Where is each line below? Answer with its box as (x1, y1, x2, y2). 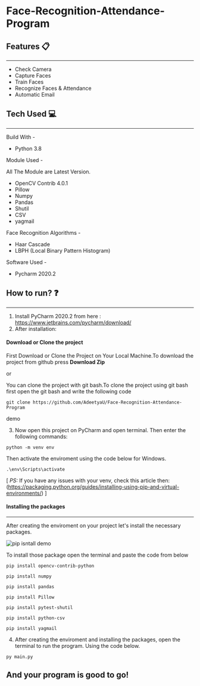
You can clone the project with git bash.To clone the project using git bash (6, 381, 189, 389)
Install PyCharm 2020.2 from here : (14, 312, 101, 319)
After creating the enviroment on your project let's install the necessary (6, 522, 181, 529)
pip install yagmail (6, 626, 58, 632)
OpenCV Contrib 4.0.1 (14, 179, 68, 187)
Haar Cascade (14, 240, 51, 248)
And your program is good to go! (6, 670, 129, 680)
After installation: (14, 325, 57, 332)
